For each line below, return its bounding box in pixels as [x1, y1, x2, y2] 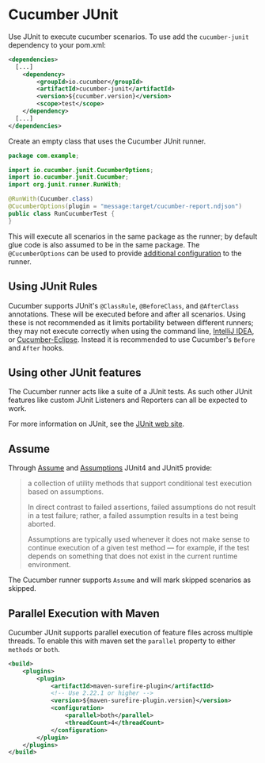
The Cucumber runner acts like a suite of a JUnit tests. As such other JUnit [8, 387, 252, 397]
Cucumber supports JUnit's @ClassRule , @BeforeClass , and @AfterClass [8, 301, 240, 310]
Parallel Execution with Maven [8, 607, 160, 620]
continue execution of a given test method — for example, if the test [27, 543, 250, 553]
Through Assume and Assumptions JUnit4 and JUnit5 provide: [8, 463, 212, 473]
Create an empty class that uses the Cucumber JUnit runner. [8, 136, 206, 146]
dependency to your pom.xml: [8, 40, 107, 49]
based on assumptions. [27, 487, 104, 497]
